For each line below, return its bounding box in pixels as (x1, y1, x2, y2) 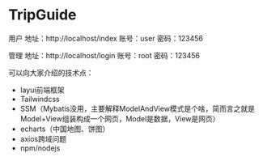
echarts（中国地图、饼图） (19, 124, 110, 133)
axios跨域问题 (19, 133, 67, 143)
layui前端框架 (19, 85, 65, 95)
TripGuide (8, 6, 77, 24)
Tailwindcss (19, 94, 60, 104)
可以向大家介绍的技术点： (8, 67, 94, 78)
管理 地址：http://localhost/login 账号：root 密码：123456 (8, 50, 201, 60)
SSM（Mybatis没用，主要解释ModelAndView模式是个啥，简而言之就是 (19, 104, 256, 113)
